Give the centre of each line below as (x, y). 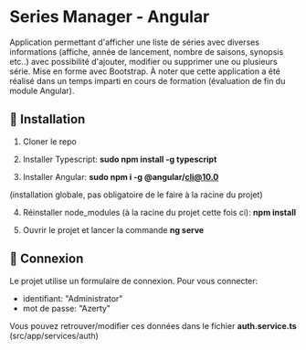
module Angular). (42, 90)
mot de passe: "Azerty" (67, 308)
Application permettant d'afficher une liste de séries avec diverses (135, 42)
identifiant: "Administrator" (73, 298)
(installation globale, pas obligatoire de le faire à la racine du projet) (136, 195)
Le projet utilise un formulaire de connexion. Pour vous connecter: (134, 281)
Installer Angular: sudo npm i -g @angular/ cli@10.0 (121, 176)
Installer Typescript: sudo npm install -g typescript (120, 159)
